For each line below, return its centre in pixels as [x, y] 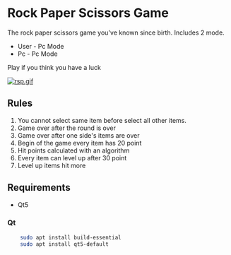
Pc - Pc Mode [37, 54]
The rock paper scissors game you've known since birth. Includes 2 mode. [116, 32]
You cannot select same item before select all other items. [102, 120]
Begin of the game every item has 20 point [79, 143]
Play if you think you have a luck [54, 67]
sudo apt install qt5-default [65, 244]
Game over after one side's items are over [78, 135]
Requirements [39, 188]
